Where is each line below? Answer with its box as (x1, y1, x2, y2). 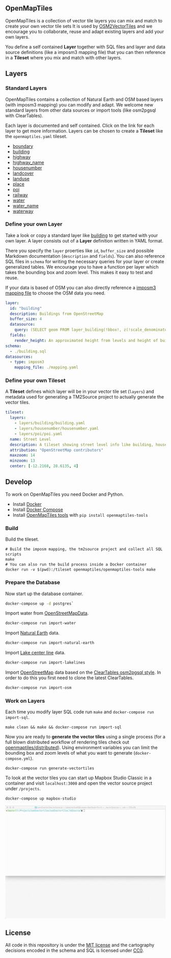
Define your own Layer (5, 221, 63, 228)
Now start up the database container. (5, 591, 83, 597)
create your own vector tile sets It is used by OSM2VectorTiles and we (5, 23, 153, 29)
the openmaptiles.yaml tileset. (5, 133, 68, 139)
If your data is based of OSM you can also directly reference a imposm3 (5, 284, 156, 290)
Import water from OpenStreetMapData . (5, 610, 89, 616)
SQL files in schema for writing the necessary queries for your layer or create (5, 258, 164, 264)
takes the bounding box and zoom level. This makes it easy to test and (5, 269, 153, 275)
